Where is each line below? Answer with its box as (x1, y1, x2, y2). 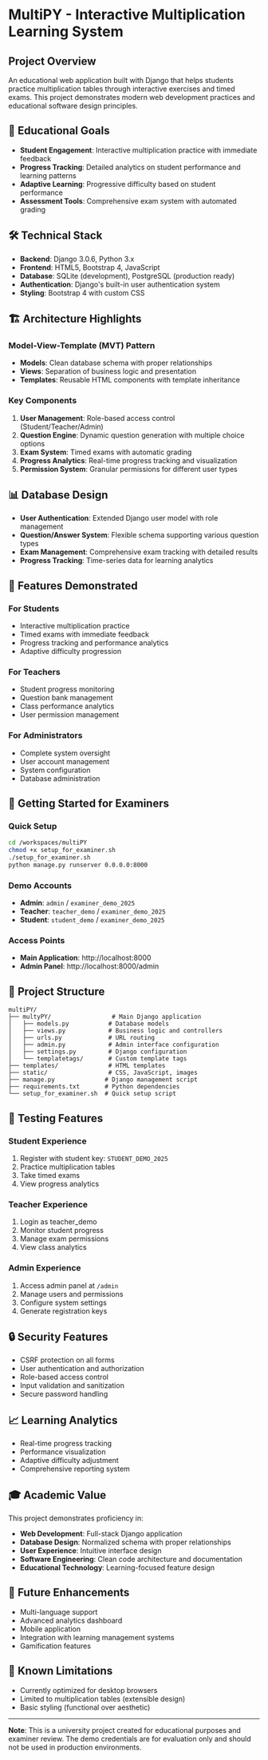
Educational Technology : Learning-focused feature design (19, 1563, 215, 1572)
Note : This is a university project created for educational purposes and (8, 1725, 242, 1734)
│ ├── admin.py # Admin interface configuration (8, 1041, 219, 1049)
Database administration (19, 773, 100, 783)
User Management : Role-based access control (19, 413, 175, 422)
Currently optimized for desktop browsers (19, 1685, 158, 1695)
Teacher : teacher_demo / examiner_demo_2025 (19, 906, 166, 916)
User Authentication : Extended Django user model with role (19, 513, 219, 523)
